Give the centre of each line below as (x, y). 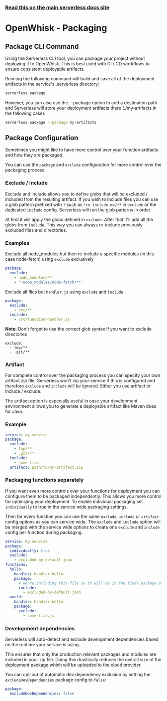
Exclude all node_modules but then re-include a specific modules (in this (80, 254)
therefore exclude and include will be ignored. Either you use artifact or (78, 386)
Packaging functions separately (44, 480)
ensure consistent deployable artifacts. (45, 69)
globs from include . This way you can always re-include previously (74, 225)
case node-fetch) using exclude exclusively (49, 259)
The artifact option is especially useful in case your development (71, 401)
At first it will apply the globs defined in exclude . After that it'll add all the (79, 219)
